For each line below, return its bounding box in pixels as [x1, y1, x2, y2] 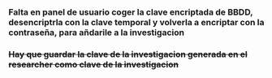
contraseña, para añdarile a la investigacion [8, 27, 185, 38]
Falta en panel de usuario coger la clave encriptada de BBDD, [8, 6, 253, 18]
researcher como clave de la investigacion [8, 58, 179, 70]
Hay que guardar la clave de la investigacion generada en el [8, 48, 248, 59]
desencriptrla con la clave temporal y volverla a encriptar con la [8, 16, 266, 28]
